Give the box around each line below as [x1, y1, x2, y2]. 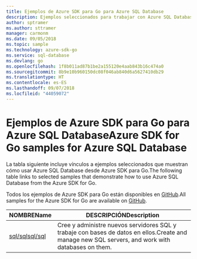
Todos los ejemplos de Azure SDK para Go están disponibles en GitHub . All [6, 191, 186, 198]
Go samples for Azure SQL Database [6, 141, 187, 154]
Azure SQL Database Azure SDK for [6, 128, 180, 142]
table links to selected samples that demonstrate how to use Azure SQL [6, 173, 179, 180]
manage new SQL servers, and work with [57, 235, 171, 244]
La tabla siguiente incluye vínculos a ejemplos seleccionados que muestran [6, 160, 188, 168]
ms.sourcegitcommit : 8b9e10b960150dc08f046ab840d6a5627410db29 [6, 69, 164, 75]
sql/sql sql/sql [9, 232, 46, 240]
